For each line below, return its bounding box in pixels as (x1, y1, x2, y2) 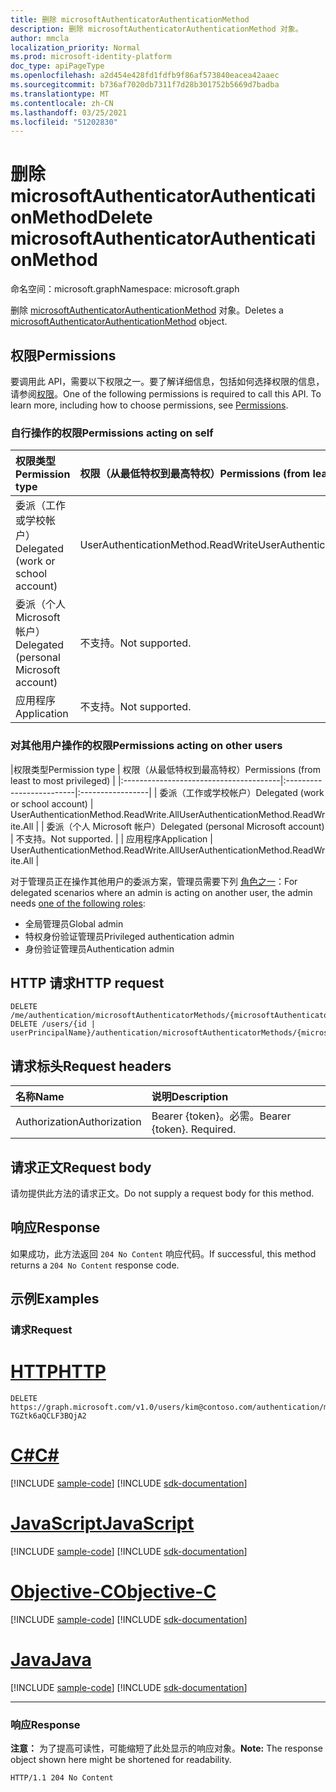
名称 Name (15, 1090, 65, 1104)
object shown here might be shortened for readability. (10, 1754, 232, 1766)
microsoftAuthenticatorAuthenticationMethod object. (10, 316, 228, 328)
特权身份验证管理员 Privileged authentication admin (24, 930, 235, 942)
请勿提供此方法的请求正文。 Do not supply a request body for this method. (10, 1187, 315, 1200)
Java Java (10, 1649, 92, 1671)
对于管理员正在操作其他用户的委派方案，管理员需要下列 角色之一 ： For (10, 875, 298, 887)
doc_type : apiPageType (10, 61, 105, 71)
